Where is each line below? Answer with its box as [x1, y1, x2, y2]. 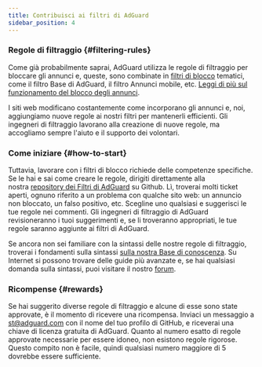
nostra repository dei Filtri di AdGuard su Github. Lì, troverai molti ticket [8, 182, 238, 192]
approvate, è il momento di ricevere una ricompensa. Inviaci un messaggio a [8, 310, 255, 319]
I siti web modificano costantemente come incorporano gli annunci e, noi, [8, 103, 246, 112]
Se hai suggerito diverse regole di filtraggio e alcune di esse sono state [8, 302, 238, 311]
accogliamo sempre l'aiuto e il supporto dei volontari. [8, 127, 180, 138]
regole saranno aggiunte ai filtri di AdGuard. [8, 224, 150, 233]
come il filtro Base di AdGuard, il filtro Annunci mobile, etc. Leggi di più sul [8, 79, 248, 89]
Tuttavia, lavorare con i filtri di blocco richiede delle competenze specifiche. [8, 166, 253, 175]
